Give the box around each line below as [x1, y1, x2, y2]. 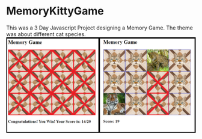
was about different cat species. [6, 30, 86, 37]
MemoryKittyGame [6, 4, 104, 18]
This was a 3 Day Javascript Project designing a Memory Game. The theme [6, 24, 194, 31]
